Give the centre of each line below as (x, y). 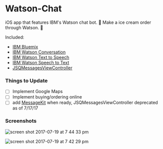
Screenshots (21, 121)
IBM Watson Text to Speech (41, 57)
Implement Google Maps (38, 92)
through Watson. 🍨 (24, 27)
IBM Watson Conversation (39, 52)
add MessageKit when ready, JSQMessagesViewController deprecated (85, 102)
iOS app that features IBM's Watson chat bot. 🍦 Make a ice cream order (78, 22)
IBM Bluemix (25, 47)
